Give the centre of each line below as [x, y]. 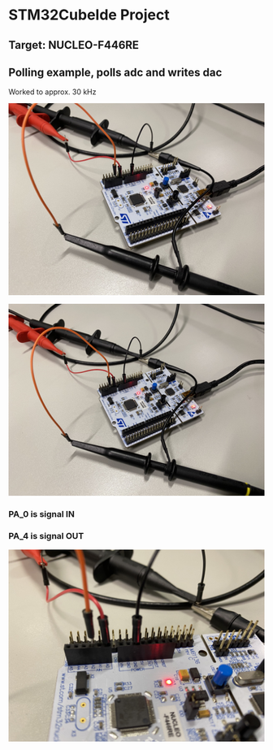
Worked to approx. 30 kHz [52, 92]
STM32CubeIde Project [89, 15]
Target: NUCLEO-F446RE [74, 45]
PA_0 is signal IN [41, 514]
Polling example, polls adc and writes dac [115, 72]
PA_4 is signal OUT [46, 536]
